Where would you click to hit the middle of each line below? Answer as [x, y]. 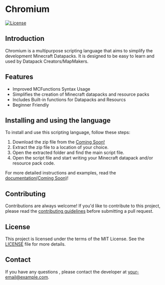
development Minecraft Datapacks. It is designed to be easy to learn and [80, 56]
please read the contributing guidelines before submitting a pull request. [79, 211]
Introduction [25, 39]
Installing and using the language [58, 120]
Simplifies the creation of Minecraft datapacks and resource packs [81, 94]
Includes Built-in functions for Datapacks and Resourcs [69, 99]
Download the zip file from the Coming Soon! [59, 142]
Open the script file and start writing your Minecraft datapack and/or [83, 158]
